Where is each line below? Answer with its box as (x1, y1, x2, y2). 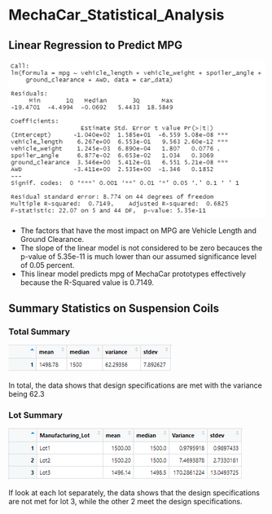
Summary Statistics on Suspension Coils (8, 301, 220, 315)
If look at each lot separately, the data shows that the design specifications (8, 488, 261, 498)
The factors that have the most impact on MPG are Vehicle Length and (20, 226, 257, 235)
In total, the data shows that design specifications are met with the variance (8, 380, 262, 390)
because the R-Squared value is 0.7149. (20, 278, 155, 288)
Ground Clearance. (20, 235, 85, 244)
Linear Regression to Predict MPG (8, 38, 183, 52)
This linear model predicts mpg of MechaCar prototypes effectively (20, 269, 246, 279)
